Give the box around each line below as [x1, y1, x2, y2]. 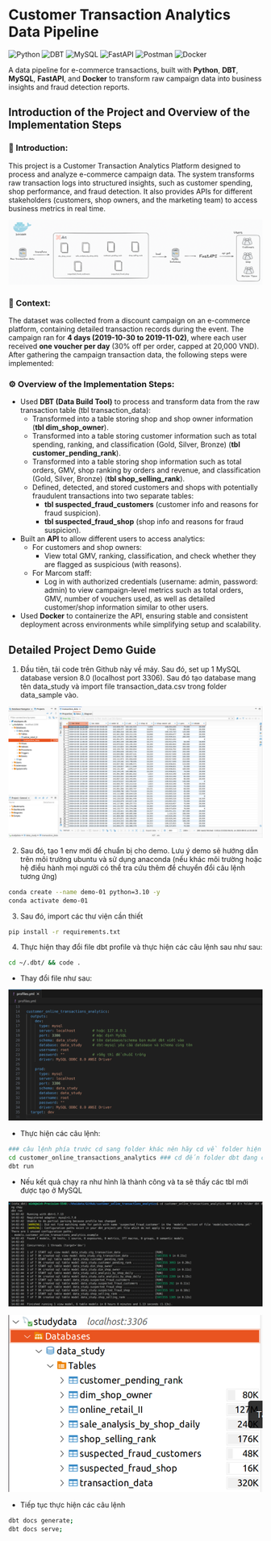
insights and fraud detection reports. [8, 82, 131, 92]
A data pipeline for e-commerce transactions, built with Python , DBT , [8, 65, 239, 74]
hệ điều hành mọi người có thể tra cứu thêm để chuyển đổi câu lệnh [19, 863, 246, 873]
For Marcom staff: [31, 569, 92, 578]
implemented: [8, 358, 54, 368]
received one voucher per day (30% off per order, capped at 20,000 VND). [8, 341, 260, 351]
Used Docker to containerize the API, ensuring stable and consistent [19, 611, 248, 621]
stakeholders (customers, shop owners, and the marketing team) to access [8, 195, 258, 205]
